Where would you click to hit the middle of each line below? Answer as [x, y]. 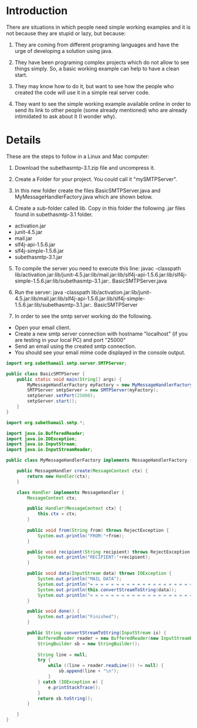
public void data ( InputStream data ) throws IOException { [99, 573]
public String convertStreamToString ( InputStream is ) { [97, 633]
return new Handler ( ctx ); [59, 476]
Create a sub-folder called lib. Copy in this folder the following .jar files [100, 208]
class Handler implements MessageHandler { [71, 492]
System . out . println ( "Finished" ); [78, 617]
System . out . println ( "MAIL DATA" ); [79, 579]
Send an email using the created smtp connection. [75, 346]
